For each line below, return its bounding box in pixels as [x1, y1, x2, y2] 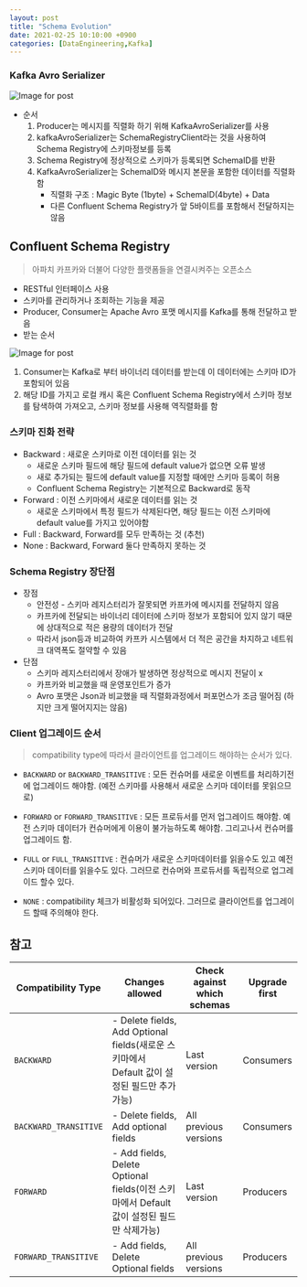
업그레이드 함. [22, 834, 73, 845]
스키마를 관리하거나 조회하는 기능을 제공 [22, 295, 165, 306]
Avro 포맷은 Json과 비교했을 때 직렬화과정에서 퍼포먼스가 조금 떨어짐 [36, 690, 282, 701]
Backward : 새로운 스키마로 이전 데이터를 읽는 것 [22, 448, 197, 459]
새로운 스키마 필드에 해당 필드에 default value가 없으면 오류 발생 [36, 459, 266, 471]
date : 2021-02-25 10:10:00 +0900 [9, 30, 137, 39]
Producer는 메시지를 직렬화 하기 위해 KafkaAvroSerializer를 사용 [36, 120, 270, 131]
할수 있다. [39, 876, 75, 887]
